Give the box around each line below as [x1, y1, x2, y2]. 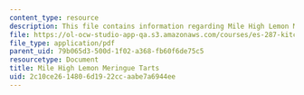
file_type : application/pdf [9, 38, 116, 48]
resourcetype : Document [9, 55, 100, 64]
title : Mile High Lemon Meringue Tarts [9, 64, 160, 73]
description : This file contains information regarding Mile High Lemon [9, 22, 290, 31]
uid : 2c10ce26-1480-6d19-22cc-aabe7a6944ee [9, 72, 176, 81]
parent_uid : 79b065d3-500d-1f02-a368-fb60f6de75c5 [9, 47, 204, 56]
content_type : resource [9, 13, 100, 23]
